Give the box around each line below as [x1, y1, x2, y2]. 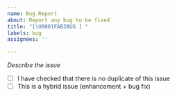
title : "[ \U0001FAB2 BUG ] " [7, 23, 89, 30]
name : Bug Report [7, 10, 58, 17]
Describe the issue [7, 61, 61, 69]
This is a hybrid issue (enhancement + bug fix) [17, 82, 151, 91]
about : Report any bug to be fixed [7, 17, 110, 24]
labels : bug [7, 29, 42, 37]
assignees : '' [7, 36, 49, 43]
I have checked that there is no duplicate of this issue [17, 74, 170, 83]
